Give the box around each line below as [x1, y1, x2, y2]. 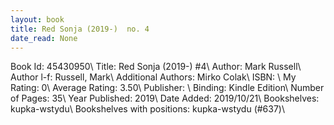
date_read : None [10, 33, 78, 43]
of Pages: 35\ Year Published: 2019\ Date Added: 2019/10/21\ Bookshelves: [10, 92, 320, 105]
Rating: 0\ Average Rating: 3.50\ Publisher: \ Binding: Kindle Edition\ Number [10, 82, 325, 94]
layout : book [10, 14, 65, 25]
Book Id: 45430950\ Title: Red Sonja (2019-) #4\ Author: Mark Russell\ [10, 61, 302, 73]
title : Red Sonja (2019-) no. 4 [10, 24, 150, 34]
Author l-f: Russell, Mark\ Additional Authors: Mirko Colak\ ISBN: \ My [10, 71, 297, 83]
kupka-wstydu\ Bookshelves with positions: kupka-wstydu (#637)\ [10, 103, 286, 115]
